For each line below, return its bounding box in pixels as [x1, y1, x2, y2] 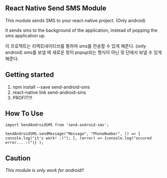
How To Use [5, 109, 44, 118]
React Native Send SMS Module [5, 4, 107, 13]
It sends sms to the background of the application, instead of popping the [5, 27, 157, 33]
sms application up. [5, 32, 46, 38]
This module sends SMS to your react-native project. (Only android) [5, 17, 146, 23]
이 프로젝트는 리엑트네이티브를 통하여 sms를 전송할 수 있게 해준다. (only [5, 43, 146, 49]
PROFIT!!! [12, 94, 33, 100]
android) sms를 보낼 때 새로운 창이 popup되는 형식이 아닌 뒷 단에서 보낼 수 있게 [5, 49, 162, 55]
